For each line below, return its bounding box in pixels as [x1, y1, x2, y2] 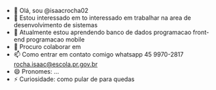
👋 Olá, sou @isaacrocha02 [13, 7, 89, 14]
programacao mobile [26, 35, 85, 44]
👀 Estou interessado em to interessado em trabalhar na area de [13, 14, 191, 22]
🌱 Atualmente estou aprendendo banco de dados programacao [13, 28, 191, 36]
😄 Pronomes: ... [13, 67, 59, 75]
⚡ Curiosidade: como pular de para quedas [13, 75, 135, 83]
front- [192, 28, 210, 36]
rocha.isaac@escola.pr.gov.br [13, 60, 98, 68]
